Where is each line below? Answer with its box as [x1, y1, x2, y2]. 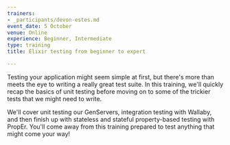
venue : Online [7, 29, 48, 36]
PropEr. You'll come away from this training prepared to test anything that [7, 122, 215, 131]
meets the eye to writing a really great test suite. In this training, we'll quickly [7, 80, 224, 88]
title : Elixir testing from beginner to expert [7, 49, 146, 55]
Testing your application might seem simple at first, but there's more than [7, 72, 215, 81]
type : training [7, 42, 51, 49]
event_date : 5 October [7, 23, 72, 29]
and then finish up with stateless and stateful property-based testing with [7, 115, 215, 123]
